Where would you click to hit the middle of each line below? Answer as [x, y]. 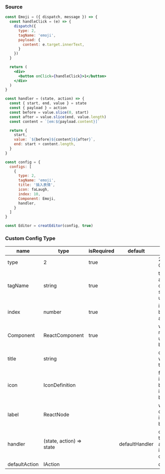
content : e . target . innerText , [54, 44]
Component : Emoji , [37, 198]
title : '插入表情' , [37, 185]
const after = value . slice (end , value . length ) [58, 117]
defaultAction [23, 464]
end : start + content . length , [45, 144]
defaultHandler [136, 444]
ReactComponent [64, 335]
